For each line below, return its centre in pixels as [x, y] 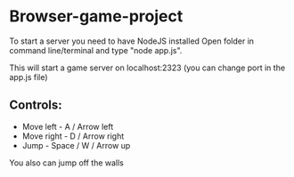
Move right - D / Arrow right [73, 136]
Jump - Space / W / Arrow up [76, 145]
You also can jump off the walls [67, 163]
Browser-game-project [96, 16]
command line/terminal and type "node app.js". [96, 50]
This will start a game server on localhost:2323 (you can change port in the [147, 68]
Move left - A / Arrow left [68, 126]
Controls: [36, 105]
